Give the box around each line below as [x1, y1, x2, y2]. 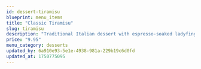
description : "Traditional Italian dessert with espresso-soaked [6, 31, 172, 37]
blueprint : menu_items [6, 14, 63, 20]
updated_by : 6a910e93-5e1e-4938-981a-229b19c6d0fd [6, 48, 135, 54]
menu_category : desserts [6, 43, 68, 49]
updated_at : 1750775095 [6, 53, 66, 59]
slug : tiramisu [6, 25, 44, 32]
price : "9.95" [6, 37, 42, 43]
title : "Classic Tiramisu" [6, 20, 74, 26]
